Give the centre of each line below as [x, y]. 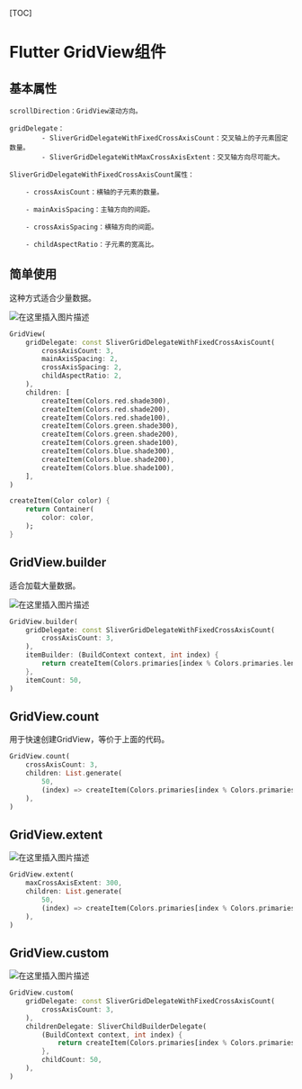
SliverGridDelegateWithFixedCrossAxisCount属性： [102, 175]
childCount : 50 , [72, 1060]
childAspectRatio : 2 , [82, 376]
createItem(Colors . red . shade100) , [106, 418]
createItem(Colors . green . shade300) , [110, 426]
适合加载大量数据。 [45, 585]
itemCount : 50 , [54, 680]
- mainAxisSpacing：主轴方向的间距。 [90, 210]
